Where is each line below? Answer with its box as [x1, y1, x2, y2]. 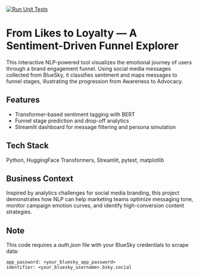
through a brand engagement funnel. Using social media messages [6, 65, 171, 72]
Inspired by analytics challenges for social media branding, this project [6, 189, 180, 196]
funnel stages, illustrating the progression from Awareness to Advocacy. [6, 77, 184, 84]
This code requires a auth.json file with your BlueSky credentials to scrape [6, 241, 189, 249]
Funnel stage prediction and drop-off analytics [14, 117, 129, 124]
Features [6, 95, 40, 105]
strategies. [6, 208, 33, 215]
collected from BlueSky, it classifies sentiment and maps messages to [6, 71, 178, 79]
